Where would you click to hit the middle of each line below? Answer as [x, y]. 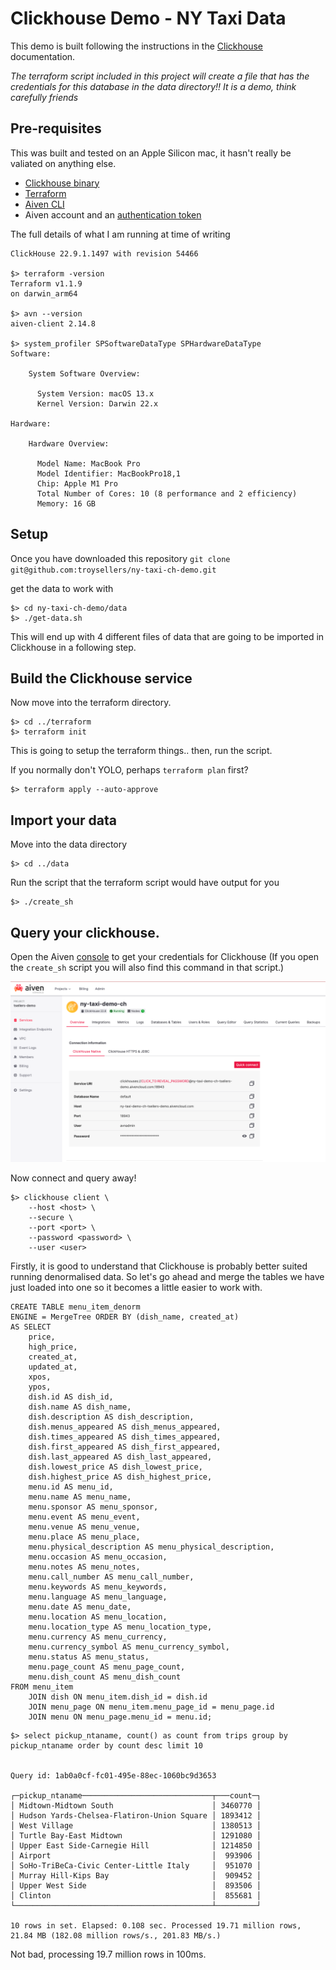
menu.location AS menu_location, [98, 1617]
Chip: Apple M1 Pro [77, 483]
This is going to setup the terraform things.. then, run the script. [141, 751]
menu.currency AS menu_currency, [98, 1637]
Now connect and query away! [73, 1178]
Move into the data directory [69, 844]
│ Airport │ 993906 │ [136, 1856]
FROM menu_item [42, 1687]
